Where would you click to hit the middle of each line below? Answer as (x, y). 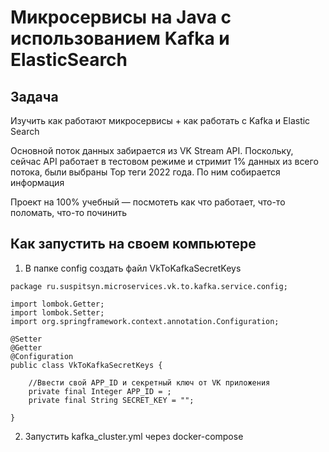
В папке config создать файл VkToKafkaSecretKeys (133, 268)
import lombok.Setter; (57, 312)
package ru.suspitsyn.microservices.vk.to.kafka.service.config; (149, 286)
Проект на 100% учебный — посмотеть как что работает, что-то (148, 202)
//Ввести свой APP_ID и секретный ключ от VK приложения (149, 382)
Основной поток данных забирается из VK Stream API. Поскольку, (152, 150)
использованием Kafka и (120, 38)
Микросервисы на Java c (121, 17)
